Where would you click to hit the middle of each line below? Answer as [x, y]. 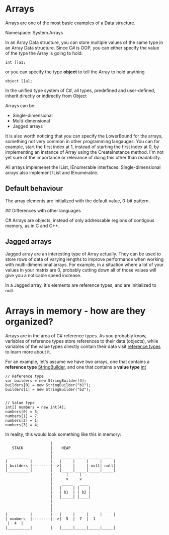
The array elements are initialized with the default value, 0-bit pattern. [77, 201]
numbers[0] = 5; [22, 412]
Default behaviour [34, 188]
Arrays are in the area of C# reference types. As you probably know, [76, 336]
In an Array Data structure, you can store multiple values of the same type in [84, 42]
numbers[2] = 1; [22, 420]
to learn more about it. [28, 351]
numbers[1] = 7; [22, 416]
